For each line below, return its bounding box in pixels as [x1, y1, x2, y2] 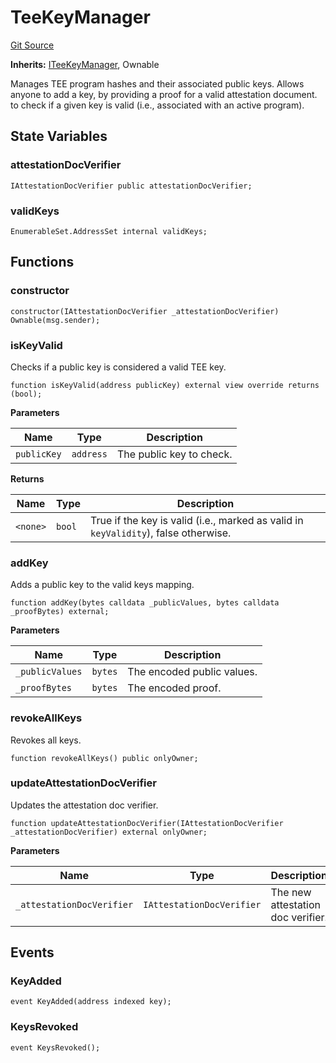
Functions [10, 254, 75, 271]
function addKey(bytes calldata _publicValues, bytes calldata [10, 598, 280, 608]
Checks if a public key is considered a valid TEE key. [10, 361, 227, 373]
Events [10, 944, 55, 961]
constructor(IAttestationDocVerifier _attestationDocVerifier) [10, 306, 280, 316]
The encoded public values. [127, 665, 258, 679]
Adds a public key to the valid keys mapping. [10, 579, 195, 591]
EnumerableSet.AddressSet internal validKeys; [10, 226, 208, 236]
